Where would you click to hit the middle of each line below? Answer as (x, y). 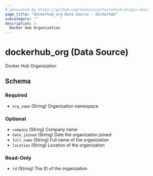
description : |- (22, 23)
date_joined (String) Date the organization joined (62, 135)
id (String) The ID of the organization (50, 169)
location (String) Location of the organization (58, 145)
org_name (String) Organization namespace (55, 106)
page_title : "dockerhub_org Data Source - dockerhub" (61, 14)
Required (16, 95)
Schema (18, 81)
